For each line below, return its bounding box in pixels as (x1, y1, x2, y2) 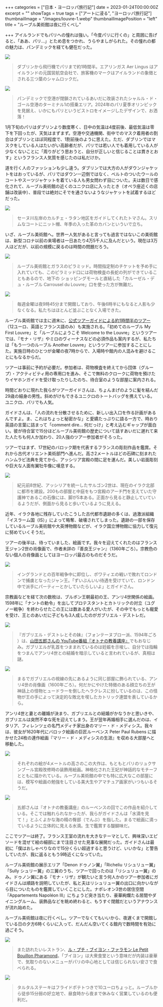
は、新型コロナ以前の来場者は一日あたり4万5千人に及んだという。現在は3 (5, 238, 154, 243)
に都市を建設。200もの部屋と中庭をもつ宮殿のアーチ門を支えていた (17, 489, 152, 494)
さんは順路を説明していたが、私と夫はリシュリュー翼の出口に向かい (13, 880, 150, 886)
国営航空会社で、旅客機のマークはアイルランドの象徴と (47, 70, 158, 76)
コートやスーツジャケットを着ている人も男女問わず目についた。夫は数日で (5, 177, 154, 183)
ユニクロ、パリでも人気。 (5, 399, 56, 405)
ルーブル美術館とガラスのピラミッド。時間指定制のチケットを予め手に (17, 263, 158, 269)
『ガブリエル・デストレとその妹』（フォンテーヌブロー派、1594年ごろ (17, 632, 157, 637)
